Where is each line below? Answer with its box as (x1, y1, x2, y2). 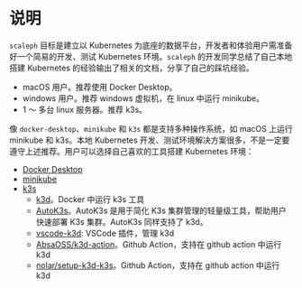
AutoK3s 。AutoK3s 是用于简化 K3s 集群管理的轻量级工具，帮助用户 (35, 205, 287, 216)
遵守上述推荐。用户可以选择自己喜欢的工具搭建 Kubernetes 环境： (9, 145, 254, 156)
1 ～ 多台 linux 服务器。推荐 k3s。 (22, 104, 147, 115)
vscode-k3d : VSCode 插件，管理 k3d (35, 228, 175, 238)
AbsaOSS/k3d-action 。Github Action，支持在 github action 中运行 (35, 238, 282, 249)
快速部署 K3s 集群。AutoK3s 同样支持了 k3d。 (35, 216, 208, 227)
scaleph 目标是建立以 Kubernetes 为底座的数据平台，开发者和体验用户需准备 (9, 40, 293, 51)
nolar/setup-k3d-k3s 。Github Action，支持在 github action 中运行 (35, 259, 280, 271)
